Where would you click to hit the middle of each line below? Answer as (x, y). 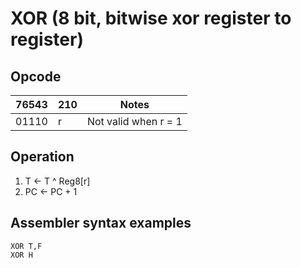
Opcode (36, 76)
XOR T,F (26, 246)
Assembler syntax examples (101, 223)
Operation (42, 157)
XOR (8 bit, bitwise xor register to (151, 18)
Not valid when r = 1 (134, 121)
